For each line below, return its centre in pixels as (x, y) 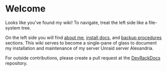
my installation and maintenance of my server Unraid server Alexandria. (79, 48)
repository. (16, 63)
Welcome (25, 9)
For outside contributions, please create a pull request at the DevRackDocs (83, 57)
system (13, 27)
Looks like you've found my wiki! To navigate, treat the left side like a (76, 22)
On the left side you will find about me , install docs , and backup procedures (83, 37)
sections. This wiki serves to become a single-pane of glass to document (81, 42)
